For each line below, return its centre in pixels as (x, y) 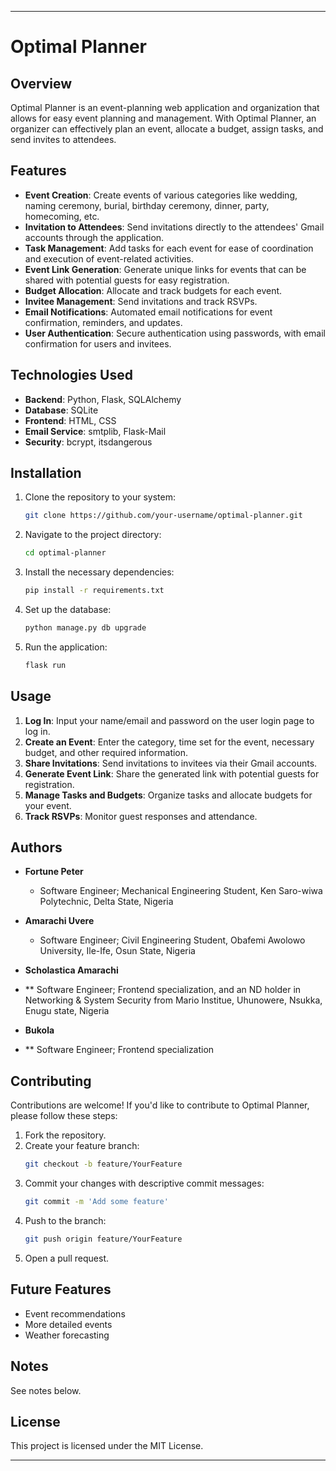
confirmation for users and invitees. (98, 343)
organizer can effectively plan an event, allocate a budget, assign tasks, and (167, 129)
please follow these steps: (64, 1116)
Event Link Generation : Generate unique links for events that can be (165, 269)
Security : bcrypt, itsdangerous (88, 442)
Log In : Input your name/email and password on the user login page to (169, 720)
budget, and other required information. (106, 752)
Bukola (39, 1030)
